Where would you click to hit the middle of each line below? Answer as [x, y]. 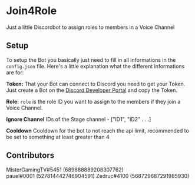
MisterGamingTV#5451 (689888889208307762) [65, 170]
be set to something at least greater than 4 [58, 137]
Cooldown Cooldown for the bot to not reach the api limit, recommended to [98, 130]
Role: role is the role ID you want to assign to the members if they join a [93, 101]
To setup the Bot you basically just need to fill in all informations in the [91, 60]
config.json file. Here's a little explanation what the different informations [95, 66]
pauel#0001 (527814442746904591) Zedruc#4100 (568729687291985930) [98, 176]
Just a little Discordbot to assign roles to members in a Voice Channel [90, 27]
